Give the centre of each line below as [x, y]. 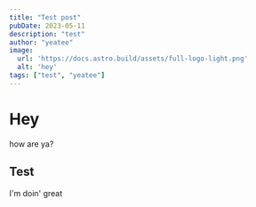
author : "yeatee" [41, 42]
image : [21, 51]
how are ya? [32, 144]
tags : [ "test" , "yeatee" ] [57, 76]
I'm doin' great [36, 193]
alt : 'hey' [37, 68]
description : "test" [48, 34]
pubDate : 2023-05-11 [48, 26]
